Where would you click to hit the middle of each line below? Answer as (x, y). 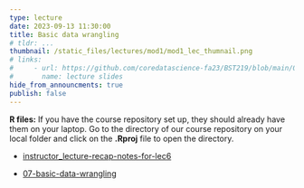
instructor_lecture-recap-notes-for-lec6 (97, 155)
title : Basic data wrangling (64, 34)
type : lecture (36, 18)
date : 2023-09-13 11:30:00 (60, 26)
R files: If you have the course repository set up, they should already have (147, 119)
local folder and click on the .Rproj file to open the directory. (122, 138)
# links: (26, 60)
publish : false (38, 93)
